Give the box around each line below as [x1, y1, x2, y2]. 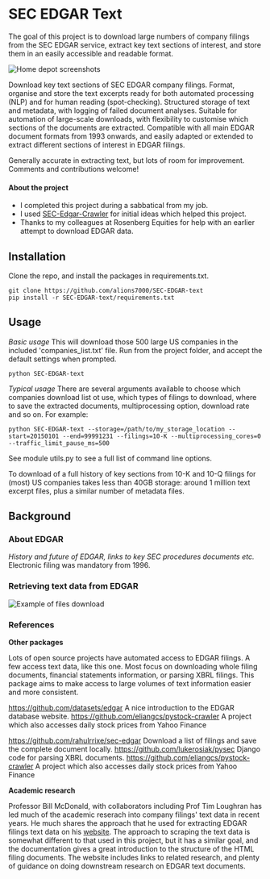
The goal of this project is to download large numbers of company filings [8, 31, 250, 41]
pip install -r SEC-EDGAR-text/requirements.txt [8, 294, 175, 302]
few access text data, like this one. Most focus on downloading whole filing [8, 662, 258, 672]
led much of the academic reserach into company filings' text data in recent [8, 810, 260, 819]
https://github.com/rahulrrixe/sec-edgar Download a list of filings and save [8, 735, 257, 746]
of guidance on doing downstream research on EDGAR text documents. [8, 861, 246, 871]
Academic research [8, 785, 76, 795]
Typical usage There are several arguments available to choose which [8, 384, 241, 394]
